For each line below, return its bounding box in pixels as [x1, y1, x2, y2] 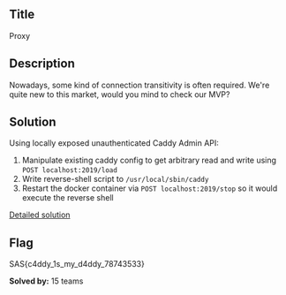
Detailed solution [9, 209, 71, 220]
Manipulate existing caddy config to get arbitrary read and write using [21, 155, 276, 166]
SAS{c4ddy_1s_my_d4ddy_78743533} [9, 259, 146, 269]
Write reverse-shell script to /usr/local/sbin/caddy [21, 174, 209, 185]
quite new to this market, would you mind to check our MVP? [9, 88, 230, 100]
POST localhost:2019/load [21, 166, 117, 175]
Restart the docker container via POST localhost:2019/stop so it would [21, 183, 278, 193]
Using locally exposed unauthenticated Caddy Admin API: [9, 138, 219, 148]
